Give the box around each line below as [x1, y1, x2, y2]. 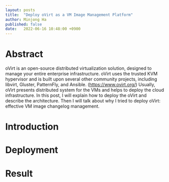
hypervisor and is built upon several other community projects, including [5, 76, 157, 82]
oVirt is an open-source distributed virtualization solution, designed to [5, 65, 152, 71]
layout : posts [5, 7, 36, 13]
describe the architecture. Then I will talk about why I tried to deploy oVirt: [5, 98, 161, 104]
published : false [5, 21, 42, 27]
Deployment [5, 144, 59, 156]
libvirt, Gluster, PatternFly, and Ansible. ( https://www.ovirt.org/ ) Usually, [5, 82, 155, 88]
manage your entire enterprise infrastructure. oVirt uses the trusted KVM [5, 71, 158, 77]
